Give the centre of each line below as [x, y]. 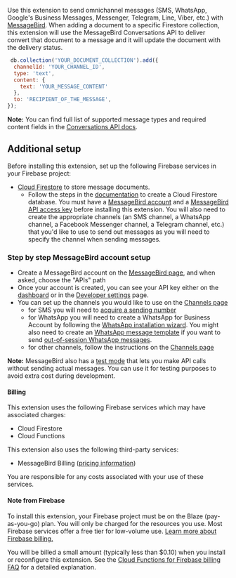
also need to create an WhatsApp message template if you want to [124, 332]
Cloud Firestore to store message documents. [84, 187]
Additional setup [44, 149]
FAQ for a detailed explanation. [52, 567]
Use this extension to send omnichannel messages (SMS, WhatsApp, [107, 10]
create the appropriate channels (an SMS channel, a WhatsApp [119, 216]
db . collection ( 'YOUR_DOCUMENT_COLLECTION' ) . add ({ [84, 60]
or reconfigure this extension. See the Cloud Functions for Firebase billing [114, 559]
